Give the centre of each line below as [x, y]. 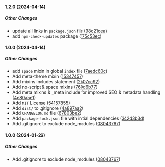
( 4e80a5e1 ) [24, 98]
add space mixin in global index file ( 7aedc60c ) [60, 71]
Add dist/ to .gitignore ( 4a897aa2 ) [48, 108]
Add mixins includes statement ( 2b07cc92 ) [56, 82]
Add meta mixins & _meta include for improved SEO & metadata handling [86, 92]
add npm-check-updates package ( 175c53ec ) [57, 36]
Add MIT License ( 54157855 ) [41, 103]
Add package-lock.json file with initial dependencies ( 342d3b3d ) [78, 118]
